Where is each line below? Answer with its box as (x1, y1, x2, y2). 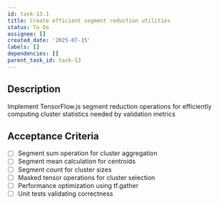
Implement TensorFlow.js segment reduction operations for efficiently (7, 102, 212, 110)
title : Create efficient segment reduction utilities (7, 17, 171, 24)
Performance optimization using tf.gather (17, 181, 139, 189)
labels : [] (7, 43, 40, 51)
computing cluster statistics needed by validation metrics (7, 110, 176, 118)
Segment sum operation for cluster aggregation (17, 149, 158, 157)
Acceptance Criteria (7, 130, 99, 142)
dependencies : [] (7, 51, 59, 58)
